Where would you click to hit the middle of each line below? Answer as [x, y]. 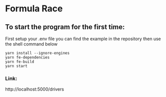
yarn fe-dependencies [28, 57]
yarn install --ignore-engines [37, 53]
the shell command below [31, 44]
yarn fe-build [20, 62]
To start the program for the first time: [65, 27]
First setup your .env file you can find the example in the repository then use [83, 39]
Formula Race [34, 9]
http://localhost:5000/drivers [35, 89]
